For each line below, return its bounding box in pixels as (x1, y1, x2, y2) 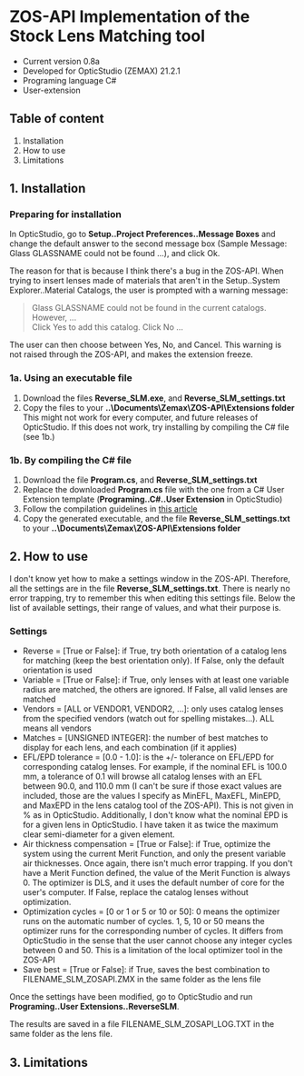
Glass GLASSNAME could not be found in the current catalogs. (31, 303, 267, 314)
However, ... (31, 312, 77, 324)
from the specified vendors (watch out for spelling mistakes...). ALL (22, 713, 275, 724)
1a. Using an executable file (9, 372, 133, 384)
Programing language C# (22, 75, 117, 85)
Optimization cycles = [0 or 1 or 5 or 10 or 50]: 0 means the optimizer (22, 906, 280, 917)
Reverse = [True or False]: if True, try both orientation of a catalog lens (22, 645, 288, 656)
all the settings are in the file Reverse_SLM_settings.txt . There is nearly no (9, 583, 290, 593)
